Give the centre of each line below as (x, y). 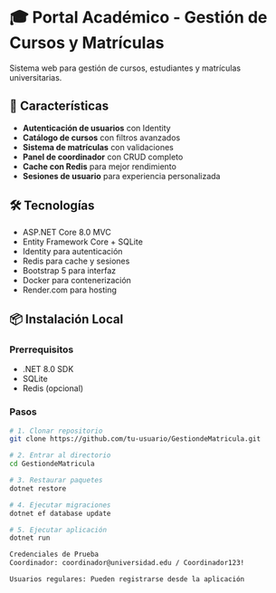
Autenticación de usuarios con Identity (96, 128)
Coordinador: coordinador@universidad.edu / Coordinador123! (127, 563)
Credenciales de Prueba (54, 555)
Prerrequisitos (42, 349)
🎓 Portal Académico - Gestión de (138, 18)
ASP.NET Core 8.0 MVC (67, 232)
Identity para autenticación (72, 251)
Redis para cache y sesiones (76, 261)
